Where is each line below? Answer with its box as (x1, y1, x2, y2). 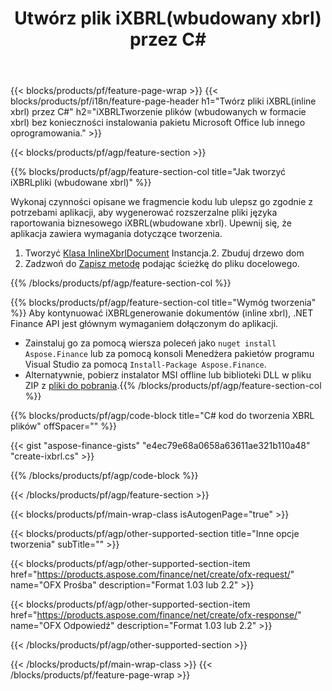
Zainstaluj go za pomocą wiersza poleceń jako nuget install (24, 337, 277, 349)
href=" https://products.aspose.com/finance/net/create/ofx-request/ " (10, 568, 295, 581)
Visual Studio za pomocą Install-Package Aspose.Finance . (24, 358, 267, 371)
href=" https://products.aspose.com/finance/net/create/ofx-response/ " (10, 609, 302, 621)
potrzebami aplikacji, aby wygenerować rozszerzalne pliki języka (10, 207, 278, 219)
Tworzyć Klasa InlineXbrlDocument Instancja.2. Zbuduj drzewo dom (24, 247, 305, 259)
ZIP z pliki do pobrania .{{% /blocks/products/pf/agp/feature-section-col (24, 380, 322, 392)
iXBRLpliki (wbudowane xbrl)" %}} (10, 177, 152, 189)
